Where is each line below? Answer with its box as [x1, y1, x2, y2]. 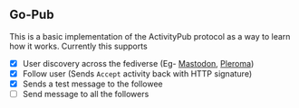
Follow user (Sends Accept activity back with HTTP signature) [22, 67, 253, 79]
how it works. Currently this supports [9, 40, 148, 51]
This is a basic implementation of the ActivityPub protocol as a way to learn [9, 31, 291, 41]
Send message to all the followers [22, 89, 149, 99]
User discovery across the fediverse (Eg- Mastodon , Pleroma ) [22, 58, 255, 68]
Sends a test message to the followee [22, 78, 163, 89]
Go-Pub [9, 7, 54, 22]
